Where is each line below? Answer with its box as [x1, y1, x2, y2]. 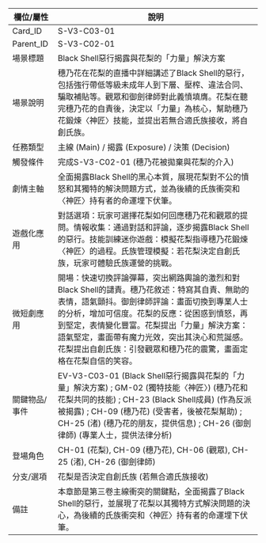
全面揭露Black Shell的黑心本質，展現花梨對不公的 [57, 172, 241, 182]
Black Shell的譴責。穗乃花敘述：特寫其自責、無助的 [57, 284, 249, 295]
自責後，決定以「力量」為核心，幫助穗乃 [97, 103, 248, 114]
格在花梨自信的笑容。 [57, 355, 137, 366]
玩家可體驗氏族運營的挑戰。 [73, 257, 177, 268]
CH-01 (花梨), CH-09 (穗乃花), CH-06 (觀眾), [57, 445, 230, 455]
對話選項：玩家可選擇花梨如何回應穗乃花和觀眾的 [57, 210, 240, 221]
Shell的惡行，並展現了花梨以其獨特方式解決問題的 [57, 498, 243, 509]
